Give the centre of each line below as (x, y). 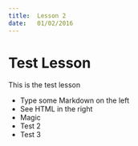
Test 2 (30, 126)
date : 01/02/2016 (41, 23)
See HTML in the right (56, 109)
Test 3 (30, 135)
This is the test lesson (45, 85)
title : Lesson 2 (37, 16)
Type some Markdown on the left (75, 100)
